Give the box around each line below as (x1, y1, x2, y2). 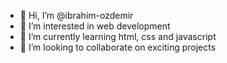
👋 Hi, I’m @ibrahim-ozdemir (19, 10, 134, 21)
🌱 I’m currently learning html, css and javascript (19, 31, 217, 42)
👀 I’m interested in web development (19, 20, 171, 32)
